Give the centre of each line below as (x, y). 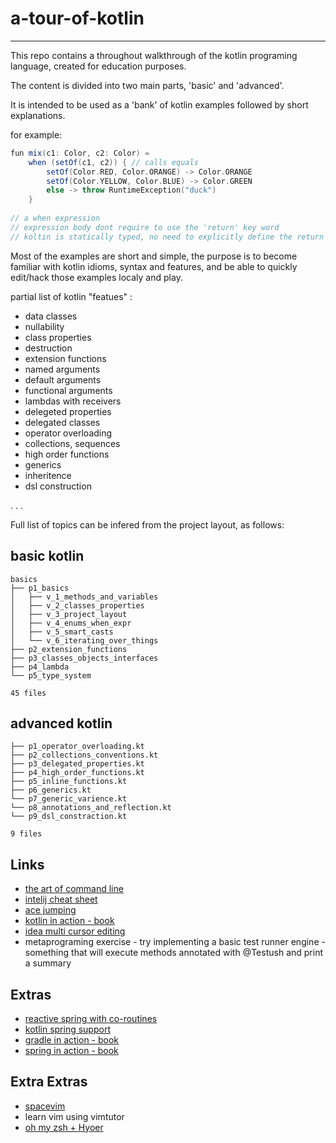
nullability (44, 326)
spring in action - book (71, 1050)
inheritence (48, 475)
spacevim (45, 1106)
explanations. (38, 115)
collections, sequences (72, 443)
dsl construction (58, 486)
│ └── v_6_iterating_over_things (84, 640)
